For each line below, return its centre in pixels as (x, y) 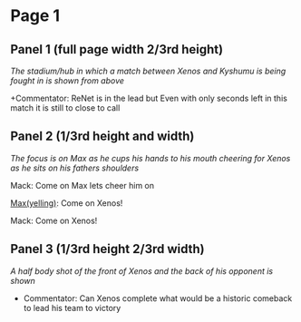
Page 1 (35, 16)
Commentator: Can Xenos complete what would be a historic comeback (158, 298)
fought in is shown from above (68, 81)
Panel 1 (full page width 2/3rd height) (117, 49)
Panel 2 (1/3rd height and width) (102, 137)
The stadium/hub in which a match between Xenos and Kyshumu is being (148, 71)
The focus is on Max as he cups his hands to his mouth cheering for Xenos (150, 158)
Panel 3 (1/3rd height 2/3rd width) (107, 249)
